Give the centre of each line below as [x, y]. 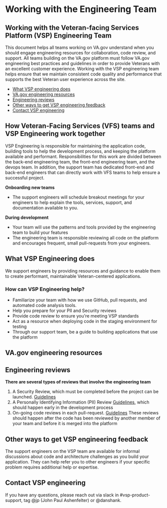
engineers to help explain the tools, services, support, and [72, 202]
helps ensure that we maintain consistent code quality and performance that [83, 74]
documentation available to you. [45, 207]
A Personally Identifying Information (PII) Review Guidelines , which [81, 402]
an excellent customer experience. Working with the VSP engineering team [82, 69]
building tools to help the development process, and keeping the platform [81, 151]
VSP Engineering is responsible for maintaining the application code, [76, 145]
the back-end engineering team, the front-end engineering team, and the [80, 161]
